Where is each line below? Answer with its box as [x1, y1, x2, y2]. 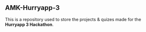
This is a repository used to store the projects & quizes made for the [5, 16, 141, 22]
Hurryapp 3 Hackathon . [5, 21, 54, 27]
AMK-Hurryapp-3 [5, 4, 60, 12]
